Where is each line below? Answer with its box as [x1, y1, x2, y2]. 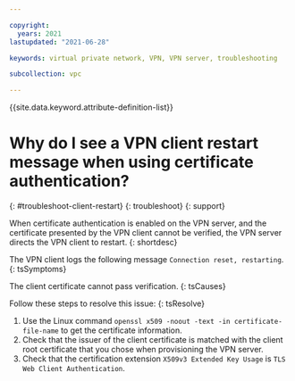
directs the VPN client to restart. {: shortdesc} [9, 237, 178, 248]
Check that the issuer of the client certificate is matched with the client [21, 335, 283, 345]
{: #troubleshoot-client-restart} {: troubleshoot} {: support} [9, 201, 225, 211]
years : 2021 [17, 29, 63, 38]
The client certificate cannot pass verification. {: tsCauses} [9, 281, 226, 292]
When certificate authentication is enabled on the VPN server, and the [9, 218, 267, 228]
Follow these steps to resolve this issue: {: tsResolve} [9, 298, 206, 309]
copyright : [9, 21, 50, 29]
